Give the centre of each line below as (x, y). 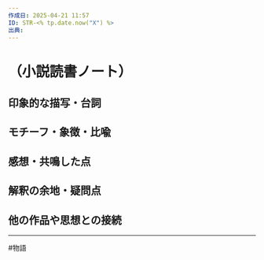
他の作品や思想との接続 (65, 220)
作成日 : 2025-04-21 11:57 (49, 15)
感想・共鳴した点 (49, 161)
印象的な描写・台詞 (55, 103)
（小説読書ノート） (70, 71)
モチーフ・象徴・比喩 (60, 132)
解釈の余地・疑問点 (55, 191)
